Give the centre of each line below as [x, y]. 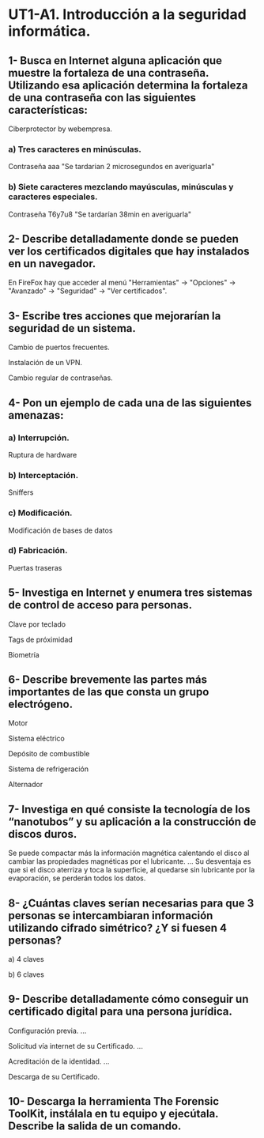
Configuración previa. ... [47, 1031]
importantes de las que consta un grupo [109, 692]
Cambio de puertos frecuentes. [59, 347]
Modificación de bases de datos [60, 530]
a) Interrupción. [39, 438]
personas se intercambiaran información [111, 916]
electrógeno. [41, 704]
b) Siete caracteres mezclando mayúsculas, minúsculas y [121, 187]
